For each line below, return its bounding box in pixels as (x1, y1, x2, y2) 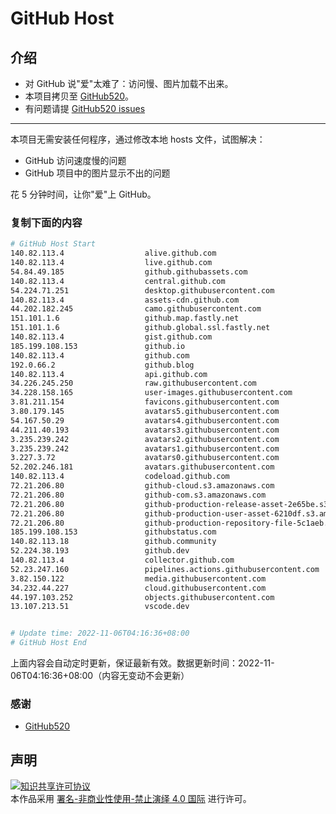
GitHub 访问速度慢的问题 (24, 155, 127, 166)
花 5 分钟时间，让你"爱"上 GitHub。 (10, 188, 157, 200)
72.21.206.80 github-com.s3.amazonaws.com (10, 490, 267, 500)
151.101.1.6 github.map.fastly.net (10, 313, 240, 324)
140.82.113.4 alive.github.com (10, 248, 217, 259)
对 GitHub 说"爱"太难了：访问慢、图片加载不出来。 (24, 78, 234, 89)
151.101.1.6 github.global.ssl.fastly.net (10, 323, 271, 333)
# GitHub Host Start (10, 239, 97, 249)
